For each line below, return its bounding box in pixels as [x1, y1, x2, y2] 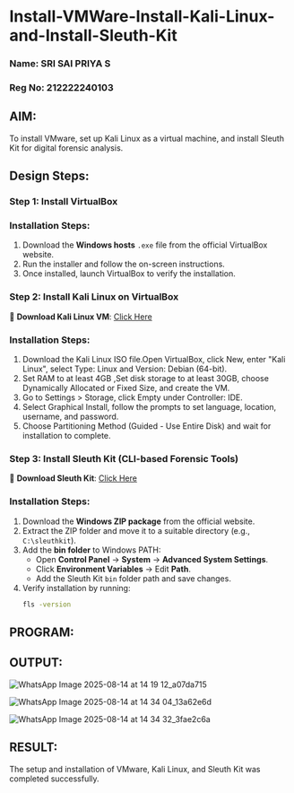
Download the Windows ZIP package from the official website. [22, 516, 255, 527]
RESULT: [9, 740, 58, 755]
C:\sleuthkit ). [22, 535, 76, 545]
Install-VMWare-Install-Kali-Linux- [9, 6, 275, 27]
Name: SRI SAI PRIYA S [9, 57, 111, 70]
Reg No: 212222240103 [9, 82, 114, 94]
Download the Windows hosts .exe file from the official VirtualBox [22, 240, 268, 250]
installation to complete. [22, 431, 111, 441]
